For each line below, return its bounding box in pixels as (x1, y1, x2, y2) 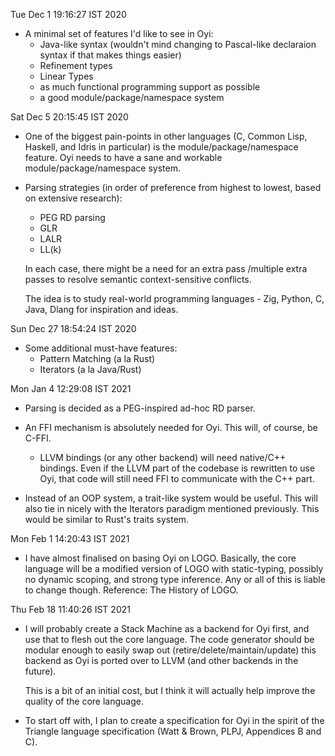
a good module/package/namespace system (39, 92, 225, 103)
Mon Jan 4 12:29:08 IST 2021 (10, 383, 132, 394)
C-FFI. (24, 432, 52, 444)
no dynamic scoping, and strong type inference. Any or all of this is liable (24, 574, 326, 585)
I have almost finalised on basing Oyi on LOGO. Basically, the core (24, 552, 297, 564)
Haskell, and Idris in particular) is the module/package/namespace (24, 141, 299, 153)
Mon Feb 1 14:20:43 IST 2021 (10, 533, 130, 544)
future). (24, 665, 57, 677)
